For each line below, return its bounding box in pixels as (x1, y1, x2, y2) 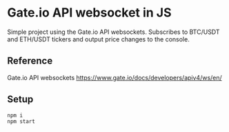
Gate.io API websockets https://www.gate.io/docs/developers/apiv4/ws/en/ (7, 73, 222, 82)
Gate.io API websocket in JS (7, 5, 172, 21)
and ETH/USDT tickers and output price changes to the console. (7, 35, 190, 43)
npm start (7, 117, 36, 125)
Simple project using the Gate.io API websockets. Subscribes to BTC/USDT (7, 28, 220, 36)
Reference (7, 55, 53, 67)
